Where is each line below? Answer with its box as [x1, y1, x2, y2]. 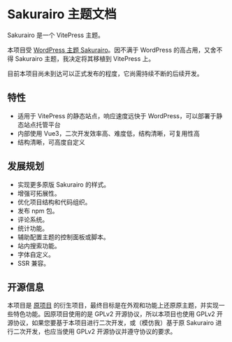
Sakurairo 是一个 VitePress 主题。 [7, 31, 105, 39]
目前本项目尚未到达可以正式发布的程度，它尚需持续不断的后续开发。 [7, 69, 203, 78]
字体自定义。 [17, 250, 55, 259]
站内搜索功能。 [17, 241, 61, 250]
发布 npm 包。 [17, 206, 59, 215]
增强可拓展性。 [17, 189, 61, 197]
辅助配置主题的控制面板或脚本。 [17, 232, 110, 241]
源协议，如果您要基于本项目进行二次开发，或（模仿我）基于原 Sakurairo [7, 319, 215, 327]
